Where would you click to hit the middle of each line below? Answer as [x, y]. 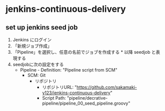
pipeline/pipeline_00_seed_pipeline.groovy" [86, 103]
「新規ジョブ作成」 [32, 46]
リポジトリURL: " [59, 87]
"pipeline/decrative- [87, 98]
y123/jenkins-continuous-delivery [76, 93]
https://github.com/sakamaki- [107, 87]
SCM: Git [36, 75]
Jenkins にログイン [32, 40]
